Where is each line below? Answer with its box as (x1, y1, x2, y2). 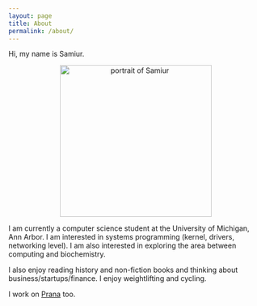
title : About (8, 19, 53, 28)
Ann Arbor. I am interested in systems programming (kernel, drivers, (8, 232, 234, 242)
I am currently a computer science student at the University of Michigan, (8, 223, 250, 233)
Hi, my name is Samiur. (8, 49, 85, 59)
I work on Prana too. (8, 289, 76, 300)
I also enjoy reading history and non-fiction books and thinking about (8, 265, 238, 275)
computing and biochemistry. (8, 249, 107, 259)
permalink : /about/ (8, 27, 74, 35)
